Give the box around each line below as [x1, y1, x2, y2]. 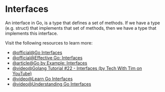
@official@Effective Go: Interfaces [12, 54, 83, 60]
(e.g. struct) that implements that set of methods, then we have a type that [5, 25, 157, 31]
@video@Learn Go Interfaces [12, 76, 73, 82]
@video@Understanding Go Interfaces [12, 81, 91, 87]
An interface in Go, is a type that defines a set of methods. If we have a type [5, 20, 161, 26]
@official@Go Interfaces [12, 49, 63, 55]
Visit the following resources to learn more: [5, 40, 93, 46]
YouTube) [12, 70, 32, 76]
